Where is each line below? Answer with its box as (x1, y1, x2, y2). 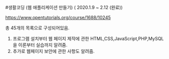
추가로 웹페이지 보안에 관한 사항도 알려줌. (12, 48, 95, 54)
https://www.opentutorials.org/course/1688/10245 (5, 15, 111, 20)
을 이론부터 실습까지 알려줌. (12, 42, 68, 48)
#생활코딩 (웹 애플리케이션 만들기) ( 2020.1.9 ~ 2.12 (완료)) (5, 5, 123, 10)
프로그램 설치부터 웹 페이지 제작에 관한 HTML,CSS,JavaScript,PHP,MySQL (12, 36, 164, 41)
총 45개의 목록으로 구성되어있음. (5, 25, 70, 31)
